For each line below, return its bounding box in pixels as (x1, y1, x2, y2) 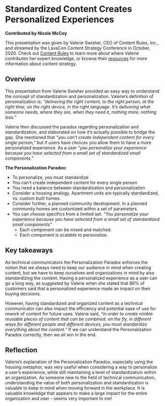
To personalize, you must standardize (12, 174, 89, 180)
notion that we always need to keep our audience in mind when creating (5, 265, 152, 271)
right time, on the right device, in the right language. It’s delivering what (5, 103, 151, 109)
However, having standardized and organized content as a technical (5, 300, 143, 306)
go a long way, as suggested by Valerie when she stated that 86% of (5, 280, 145, 286)
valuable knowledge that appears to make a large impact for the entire (5, 390, 148, 396)
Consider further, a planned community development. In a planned (12, 201, 147, 206)
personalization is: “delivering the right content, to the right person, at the (5, 99, 154, 104)
